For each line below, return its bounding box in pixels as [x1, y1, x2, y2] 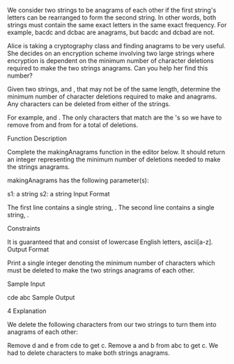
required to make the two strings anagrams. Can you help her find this [7, 64, 208, 72]
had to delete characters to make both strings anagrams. [7, 349, 171, 357]
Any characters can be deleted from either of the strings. [7, 100, 171, 108]
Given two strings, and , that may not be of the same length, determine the [7, 85, 221, 93]
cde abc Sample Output [7, 293, 75, 301]
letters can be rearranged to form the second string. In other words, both [7, 13, 217, 22]
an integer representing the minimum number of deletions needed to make [7, 155, 221, 163]
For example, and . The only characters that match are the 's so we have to [7, 113, 222, 122]
